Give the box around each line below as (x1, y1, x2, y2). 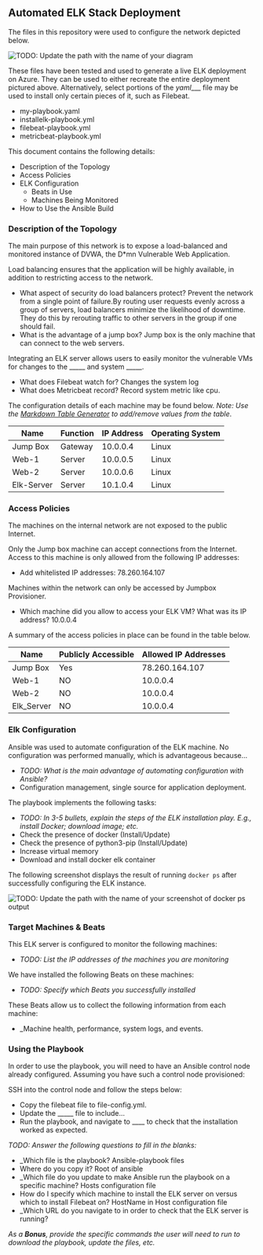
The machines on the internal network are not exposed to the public (8, 521, 228, 530)
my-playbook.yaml (19, 106, 80, 116)
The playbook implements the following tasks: (8, 797, 157, 807)
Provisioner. (8, 591, 47, 601)
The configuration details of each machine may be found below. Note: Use (8, 401, 249, 410)
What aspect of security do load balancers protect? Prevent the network (19, 289, 254, 298)
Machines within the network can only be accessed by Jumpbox (8, 583, 217, 593)
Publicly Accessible (58, 649, 135, 660)
